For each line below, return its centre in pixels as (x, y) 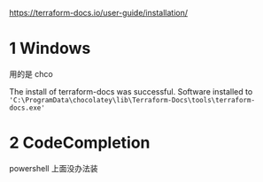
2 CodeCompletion (80, 143)
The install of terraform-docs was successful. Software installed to (131, 91)
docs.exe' (27, 108)
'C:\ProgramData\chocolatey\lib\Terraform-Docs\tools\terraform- (132, 100)
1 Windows (50, 49)
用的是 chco (31, 73)
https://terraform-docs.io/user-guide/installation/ (99, 13)
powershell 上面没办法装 (54, 168)
